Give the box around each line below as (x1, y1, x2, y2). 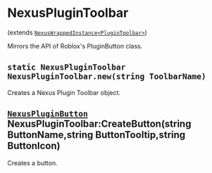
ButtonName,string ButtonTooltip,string (7, 129, 186, 141)
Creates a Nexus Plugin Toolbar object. (7, 88, 121, 96)
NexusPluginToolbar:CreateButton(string (7, 118, 192, 130)
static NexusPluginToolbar (7, 62, 126, 72)
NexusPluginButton (7, 109, 88, 119)
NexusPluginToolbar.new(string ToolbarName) (7, 72, 206, 82)
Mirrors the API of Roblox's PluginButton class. (7, 41, 143, 50)
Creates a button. (7, 158, 58, 167)
